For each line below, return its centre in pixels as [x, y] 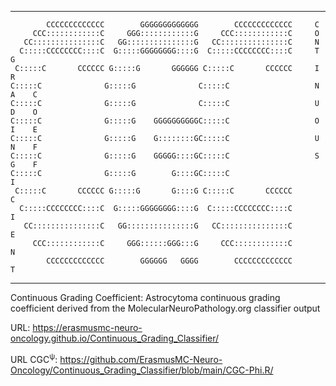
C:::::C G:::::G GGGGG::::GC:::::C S [165, 156]
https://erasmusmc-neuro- [87, 327]
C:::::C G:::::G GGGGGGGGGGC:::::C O [165, 121]
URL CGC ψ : [34, 358]
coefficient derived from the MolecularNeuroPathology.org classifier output [165, 308]
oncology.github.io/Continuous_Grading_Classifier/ [115, 338]
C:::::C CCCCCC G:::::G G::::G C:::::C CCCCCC [153, 191]
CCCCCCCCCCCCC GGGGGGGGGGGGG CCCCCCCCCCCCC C [183, 25]
